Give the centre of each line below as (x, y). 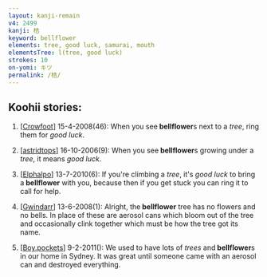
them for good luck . (52, 135)
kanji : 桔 (24, 30)
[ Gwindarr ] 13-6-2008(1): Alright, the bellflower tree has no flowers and (138, 207)
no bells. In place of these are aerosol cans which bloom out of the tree (137, 216)
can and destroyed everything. (70, 265)
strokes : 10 (28, 61)
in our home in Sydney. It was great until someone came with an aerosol (138, 256)
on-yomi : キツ (31, 68)
